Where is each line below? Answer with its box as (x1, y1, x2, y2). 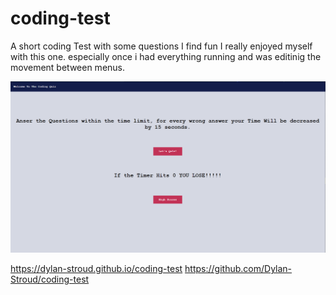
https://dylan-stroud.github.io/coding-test (10, 263, 183, 275)
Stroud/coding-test (10, 273, 90, 286)
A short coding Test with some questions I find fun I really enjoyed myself (10, 40, 313, 52)
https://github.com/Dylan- (184, 263, 293, 275)
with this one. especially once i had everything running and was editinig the (10, 50, 322, 62)
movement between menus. (10, 61, 126, 73)
